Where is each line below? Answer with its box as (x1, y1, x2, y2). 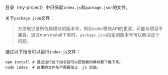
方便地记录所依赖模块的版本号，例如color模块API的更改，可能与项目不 (17, 25, 163, 31)
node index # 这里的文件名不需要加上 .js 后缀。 (5, 65, 101, 70)
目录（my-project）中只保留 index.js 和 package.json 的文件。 (5, 4, 131, 10)
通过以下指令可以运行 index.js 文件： (5, 49, 81, 54)
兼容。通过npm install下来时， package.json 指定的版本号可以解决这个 (17, 32, 160, 37)
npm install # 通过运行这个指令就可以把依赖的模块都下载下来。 (5, 59, 123, 64)
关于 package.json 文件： (5, 15, 54, 21)
